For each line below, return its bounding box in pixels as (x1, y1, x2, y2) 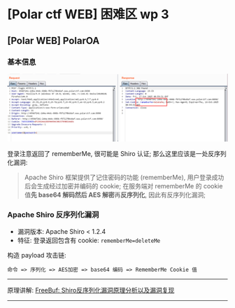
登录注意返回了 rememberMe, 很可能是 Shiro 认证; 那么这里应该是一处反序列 (7, 150, 227, 158)
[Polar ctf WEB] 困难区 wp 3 (7, 6, 169, 22)
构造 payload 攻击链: (7, 251, 66, 259)
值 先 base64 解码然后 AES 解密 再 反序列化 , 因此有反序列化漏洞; (24, 190, 206, 199)
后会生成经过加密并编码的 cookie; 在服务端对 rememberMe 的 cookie (24, 182, 223, 190)
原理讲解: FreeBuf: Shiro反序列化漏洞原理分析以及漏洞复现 (7, 286, 175, 294)
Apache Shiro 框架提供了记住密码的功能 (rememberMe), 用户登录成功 (24, 173, 225, 182)
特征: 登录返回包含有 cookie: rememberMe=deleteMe (17, 236, 161, 244)
